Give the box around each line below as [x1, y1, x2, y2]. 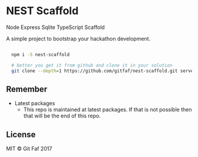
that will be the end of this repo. [23, 112, 101, 119]
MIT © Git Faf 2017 [6, 145, 52, 152]
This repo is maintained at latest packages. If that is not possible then [23, 106, 192, 113]
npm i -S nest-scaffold [11, 51, 70, 57]
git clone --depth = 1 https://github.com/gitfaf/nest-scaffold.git [11, 68, 178, 74]
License [6, 129, 36, 139]
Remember [6, 84, 48, 94]
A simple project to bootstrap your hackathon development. [6, 35, 151, 42]
